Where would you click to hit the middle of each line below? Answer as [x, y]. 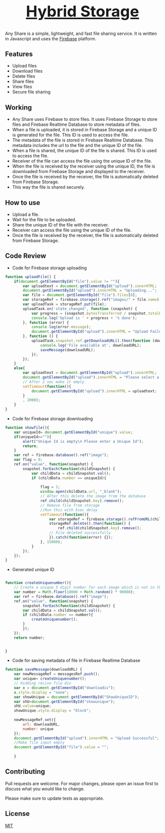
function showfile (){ [27, 428]
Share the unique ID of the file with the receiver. [60, 225]
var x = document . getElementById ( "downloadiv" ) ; [65, 688]
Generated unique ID [33, 570]
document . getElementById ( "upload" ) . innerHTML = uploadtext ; [94, 391]
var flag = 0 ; [28, 460]
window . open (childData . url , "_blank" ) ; [81, 492]
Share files [23, 82]
